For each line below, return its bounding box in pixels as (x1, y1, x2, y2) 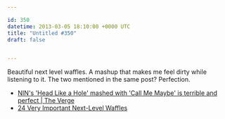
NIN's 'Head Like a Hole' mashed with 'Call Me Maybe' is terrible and (17, 89, 218, 97)
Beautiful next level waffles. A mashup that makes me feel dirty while (7, 68, 207, 76)
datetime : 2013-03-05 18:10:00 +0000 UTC (7, 23, 131, 30)
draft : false (7, 36, 46, 43)
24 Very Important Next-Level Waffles (17, 104, 128, 113)
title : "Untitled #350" (7, 30, 77, 37)
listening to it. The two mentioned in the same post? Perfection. (7, 75, 191, 84)
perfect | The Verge (17, 96, 75, 105)
